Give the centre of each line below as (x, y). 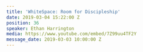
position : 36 (23, 23)
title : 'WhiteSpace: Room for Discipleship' (63, 12)
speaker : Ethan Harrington (40, 28)
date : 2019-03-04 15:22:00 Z (43, 17)
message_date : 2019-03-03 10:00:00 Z (54, 39)
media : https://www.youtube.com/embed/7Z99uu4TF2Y (71, 34)
